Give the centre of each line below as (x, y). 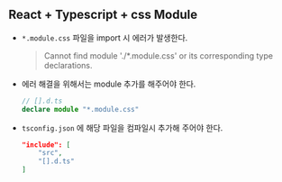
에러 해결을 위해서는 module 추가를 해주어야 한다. (109, 84)
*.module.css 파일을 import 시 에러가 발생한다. (105, 37)
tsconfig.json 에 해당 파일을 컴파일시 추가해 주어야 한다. (122, 127)
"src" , (50, 153)
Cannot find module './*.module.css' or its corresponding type (159, 55)
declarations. (68, 65)
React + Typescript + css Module (103, 15)
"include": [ (46, 145)
